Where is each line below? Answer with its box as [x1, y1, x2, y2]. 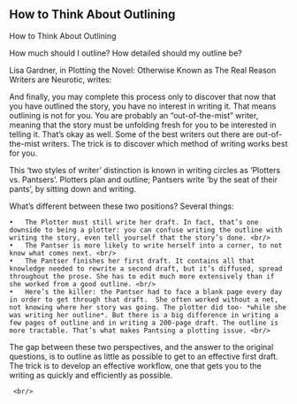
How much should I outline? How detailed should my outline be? [9, 48, 243, 58]
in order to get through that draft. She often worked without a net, [9, 295, 278, 304]
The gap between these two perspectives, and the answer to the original [9, 341, 274, 352]
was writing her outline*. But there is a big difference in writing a [9, 310, 278, 319]
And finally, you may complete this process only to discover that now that [9, 91, 277, 102]
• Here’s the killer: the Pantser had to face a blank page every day [9, 287, 283, 296]
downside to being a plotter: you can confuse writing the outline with [9, 225, 283, 234]
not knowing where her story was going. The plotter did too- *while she [9, 302, 287, 312]
